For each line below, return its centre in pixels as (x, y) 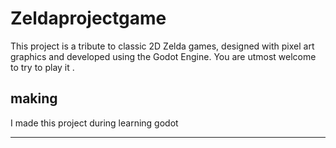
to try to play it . (42, 67)
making (34, 98)
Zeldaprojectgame (88, 18)
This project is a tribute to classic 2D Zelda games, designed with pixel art (162, 46)
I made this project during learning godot (94, 123)
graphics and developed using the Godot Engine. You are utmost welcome (163, 56)
